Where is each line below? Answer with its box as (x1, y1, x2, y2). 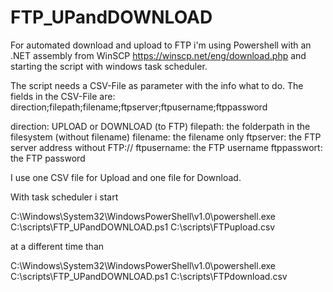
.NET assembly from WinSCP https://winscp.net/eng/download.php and (10, 49, 307, 61)
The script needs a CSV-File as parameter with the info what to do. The (10, 79, 304, 91)
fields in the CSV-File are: (10, 90, 116, 102)
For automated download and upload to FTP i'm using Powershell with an (10, 39, 312, 51)
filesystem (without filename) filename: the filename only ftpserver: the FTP (10, 131, 322, 143)
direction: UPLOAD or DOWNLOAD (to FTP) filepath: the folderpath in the (10, 120, 311, 132)
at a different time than (10, 240, 105, 252)
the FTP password (10, 152, 86, 164)
